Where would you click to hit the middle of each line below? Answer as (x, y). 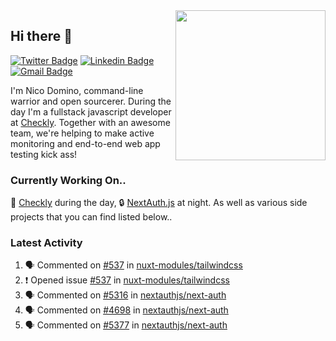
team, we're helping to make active (82, 133)
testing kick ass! (44, 154)
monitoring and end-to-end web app (85, 143)
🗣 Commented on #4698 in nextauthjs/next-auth (126, 310)
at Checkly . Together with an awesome (90, 122)
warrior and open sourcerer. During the (91, 101)
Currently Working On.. (68, 180)
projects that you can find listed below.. (91, 217)
